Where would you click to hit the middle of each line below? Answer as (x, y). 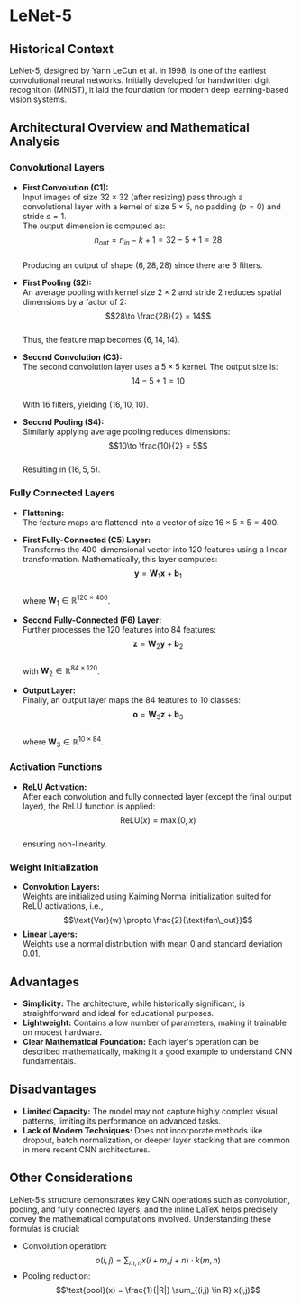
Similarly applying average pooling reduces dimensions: (126, 432)
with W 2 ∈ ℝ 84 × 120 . (61, 671)
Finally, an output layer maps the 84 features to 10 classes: (132, 700)
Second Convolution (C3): (72, 357)
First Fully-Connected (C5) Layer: (87, 540)
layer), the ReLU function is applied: (89, 806)
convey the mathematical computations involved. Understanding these (141, 1218)
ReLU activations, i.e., (63, 906)
